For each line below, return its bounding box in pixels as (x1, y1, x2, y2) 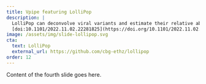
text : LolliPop (12, 43, 51, 49)
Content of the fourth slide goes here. (6, 71, 102, 78)
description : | (6, 15, 45, 21)
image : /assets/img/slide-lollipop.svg (6, 32, 109, 38)
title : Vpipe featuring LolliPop (6, 9, 92, 15)
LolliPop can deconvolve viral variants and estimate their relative (12, 20, 193, 26)
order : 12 (6, 54, 32, 60)
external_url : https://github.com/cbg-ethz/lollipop (12, 49, 150, 55)
